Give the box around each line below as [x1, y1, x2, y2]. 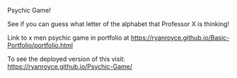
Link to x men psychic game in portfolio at [7, 33, 129, 42]
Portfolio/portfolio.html [7, 41, 73, 49]
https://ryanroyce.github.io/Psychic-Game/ [7, 62, 133, 70]
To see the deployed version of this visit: [7, 55, 126, 63]
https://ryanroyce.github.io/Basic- [130, 33, 230, 42]
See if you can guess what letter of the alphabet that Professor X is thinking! [7, 20, 230, 28]
